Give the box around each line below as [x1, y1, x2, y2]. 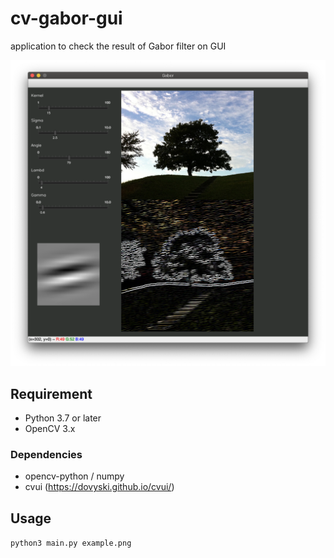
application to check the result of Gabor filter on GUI [10, 40, 227, 52]
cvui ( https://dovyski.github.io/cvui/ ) [24, 481, 175, 493]
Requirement [10, 385, 93, 402]
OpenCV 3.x [24, 422, 76, 434]
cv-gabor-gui [10, 7, 123, 30]
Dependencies [10, 447, 83, 461]
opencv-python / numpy [24, 470, 125, 482]
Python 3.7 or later [24, 412, 102, 424]
